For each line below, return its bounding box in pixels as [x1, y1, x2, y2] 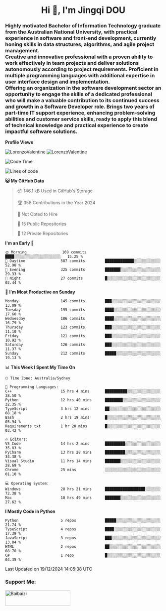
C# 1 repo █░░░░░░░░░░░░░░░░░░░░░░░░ [5, 553, 161, 558]
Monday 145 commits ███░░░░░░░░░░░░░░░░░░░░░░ [5, 299, 161, 304]
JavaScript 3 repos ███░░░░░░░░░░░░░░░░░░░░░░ [5, 535, 161, 541]
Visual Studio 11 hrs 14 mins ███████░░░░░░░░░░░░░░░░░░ [5, 459, 161, 464]
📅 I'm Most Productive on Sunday [5, 289, 75, 295]
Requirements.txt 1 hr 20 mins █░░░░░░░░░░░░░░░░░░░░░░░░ [5, 424, 161, 429]
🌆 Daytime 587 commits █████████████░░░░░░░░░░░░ [5, 258, 161, 263]
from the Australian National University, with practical [5, 28, 138, 35]
